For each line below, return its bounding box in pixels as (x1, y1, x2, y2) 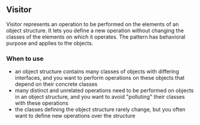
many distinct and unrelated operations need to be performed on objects (14, 87, 194, 94)
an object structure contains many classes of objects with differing (14, 68, 179, 75)
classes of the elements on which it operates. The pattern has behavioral (6, 33, 186, 40)
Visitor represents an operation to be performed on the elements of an (6, 20, 179, 27)
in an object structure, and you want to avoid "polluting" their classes (14, 93, 185, 101)
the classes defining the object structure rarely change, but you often (14, 106, 186, 113)
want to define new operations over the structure (14, 112, 136, 120)
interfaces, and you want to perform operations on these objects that (14, 74, 185, 82)
